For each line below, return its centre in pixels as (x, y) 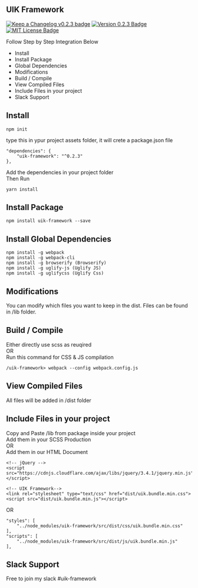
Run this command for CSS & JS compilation (60, 357)
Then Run (18, 178)
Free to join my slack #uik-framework (51, 579)
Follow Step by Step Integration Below (52, 41)
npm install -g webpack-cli (41, 258)
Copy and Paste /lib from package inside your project (71, 433)
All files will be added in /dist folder (49, 400)
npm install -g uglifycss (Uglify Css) (55, 273)
